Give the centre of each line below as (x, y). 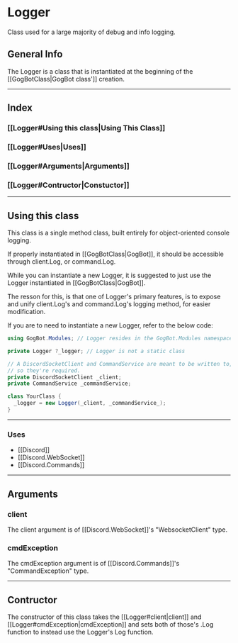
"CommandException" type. (48, 571)
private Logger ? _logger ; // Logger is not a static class (96, 351)
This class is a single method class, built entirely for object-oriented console (119, 233)
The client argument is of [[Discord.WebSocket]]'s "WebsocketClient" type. (118, 530)
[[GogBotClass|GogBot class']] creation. (66, 79)
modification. (27, 312)
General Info (35, 54)
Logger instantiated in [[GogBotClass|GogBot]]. (76, 283)
